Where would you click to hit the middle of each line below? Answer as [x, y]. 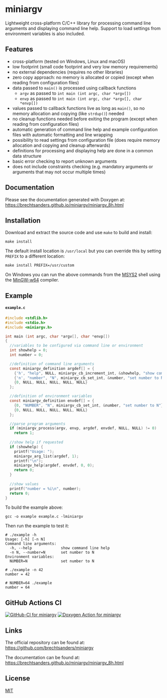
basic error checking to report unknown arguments [65, 161]
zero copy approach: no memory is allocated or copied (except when [83, 77]
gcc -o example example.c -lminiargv [44, 517]
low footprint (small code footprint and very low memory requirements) [85, 66]
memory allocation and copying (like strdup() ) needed [68, 113]
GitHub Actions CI [34, 603]
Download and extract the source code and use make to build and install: [79, 233]
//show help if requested [37, 442]
